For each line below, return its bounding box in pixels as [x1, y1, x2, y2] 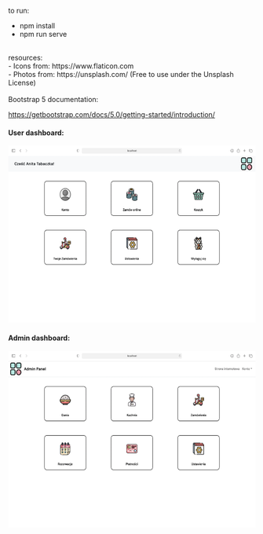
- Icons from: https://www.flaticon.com [8, 61, 134, 71]
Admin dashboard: [8, 333, 71, 342]
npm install [19, 21, 56, 30]
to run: [8, 6, 30, 15]
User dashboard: [8, 128, 64, 137]
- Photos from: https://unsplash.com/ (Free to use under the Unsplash [8, 70, 234, 79]
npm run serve [19, 30, 68, 38]
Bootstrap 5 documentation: [8, 95, 99, 104]
